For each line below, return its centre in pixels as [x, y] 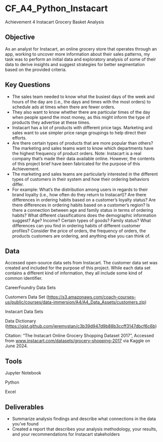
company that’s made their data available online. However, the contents [83, 158]
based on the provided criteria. [36, 69]
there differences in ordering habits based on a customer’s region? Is [81, 205]
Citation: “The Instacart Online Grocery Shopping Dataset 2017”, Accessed [80, 336]
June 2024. [16, 346]
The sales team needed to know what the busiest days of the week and [83, 96]
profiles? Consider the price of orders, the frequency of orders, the [79, 231]
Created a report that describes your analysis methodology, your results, [85, 429]
